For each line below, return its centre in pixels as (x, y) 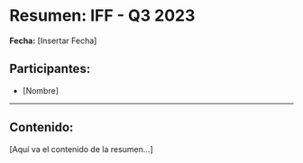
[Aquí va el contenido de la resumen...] (81, 149)
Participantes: (50, 69)
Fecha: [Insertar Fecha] (53, 41)
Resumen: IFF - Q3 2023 (102, 16)
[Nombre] (40, 90)
